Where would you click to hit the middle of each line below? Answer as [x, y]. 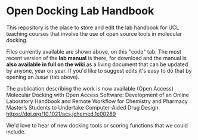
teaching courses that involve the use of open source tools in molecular [94, 33]
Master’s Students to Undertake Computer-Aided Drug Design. [83, 107]
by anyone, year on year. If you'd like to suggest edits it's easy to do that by [99, 70]
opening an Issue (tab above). [43, 77]
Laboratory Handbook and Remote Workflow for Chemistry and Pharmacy [97, 101]
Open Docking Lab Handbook [80, 11]
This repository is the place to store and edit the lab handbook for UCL [93, 27]
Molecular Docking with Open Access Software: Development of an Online [98, 95]
